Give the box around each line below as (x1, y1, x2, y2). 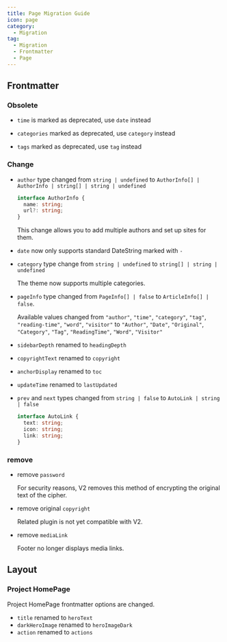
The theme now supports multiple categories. (16, 279, 146, 288)
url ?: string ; (23, 207, 64, 214)
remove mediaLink (16, 530, 68, 539)
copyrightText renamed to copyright (16, 354, 121, 362)
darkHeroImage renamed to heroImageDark (16, 621, 133, 629)
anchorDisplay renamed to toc (16, 367, 103, 375)
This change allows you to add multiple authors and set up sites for (16, 226, 206, 234)
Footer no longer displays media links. (16, 544, 124, 552)
